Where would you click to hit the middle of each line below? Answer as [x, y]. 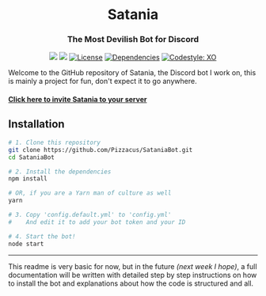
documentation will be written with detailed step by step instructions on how [133, 275]
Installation [36, 124]
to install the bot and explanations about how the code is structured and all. [131, 283]
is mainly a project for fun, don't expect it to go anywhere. [103, 82]
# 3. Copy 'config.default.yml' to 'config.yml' [90, 215]
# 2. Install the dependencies [60, 172]
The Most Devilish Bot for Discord [133, 40]
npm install [28, 179]
